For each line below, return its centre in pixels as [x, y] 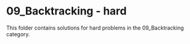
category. [18, 34]
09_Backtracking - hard [66, 11]
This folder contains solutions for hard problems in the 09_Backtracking [95, 28]
